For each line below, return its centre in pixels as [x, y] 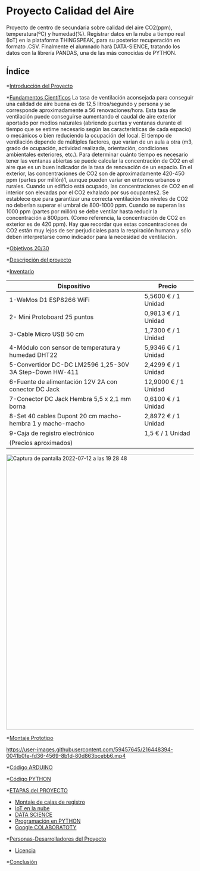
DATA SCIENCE [33, 814]
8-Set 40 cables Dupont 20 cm [53, 416]
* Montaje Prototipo [30, 738]
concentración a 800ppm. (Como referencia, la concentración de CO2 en [96, 217]
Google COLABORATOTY [46, 827]
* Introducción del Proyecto [40, 86]
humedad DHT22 [33, 354]
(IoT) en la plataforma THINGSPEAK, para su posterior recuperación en [93, 40]
